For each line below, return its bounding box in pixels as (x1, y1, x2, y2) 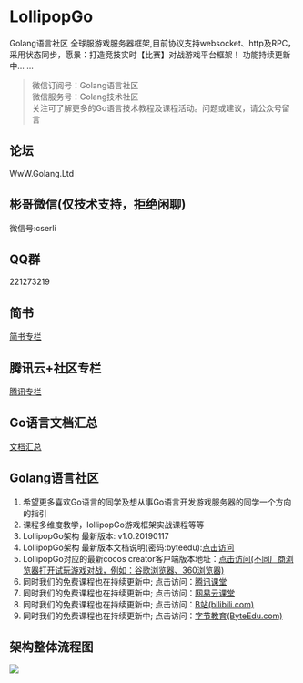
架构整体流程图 (9, 639, 94, 655)
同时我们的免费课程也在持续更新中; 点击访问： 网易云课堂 (22, 587, 235, 598)
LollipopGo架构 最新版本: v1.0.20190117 (22, 530, 170, 541)
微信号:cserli (9, 222, 56, 233)
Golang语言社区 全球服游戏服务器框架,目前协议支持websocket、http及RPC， (9, 37, 296, 48)
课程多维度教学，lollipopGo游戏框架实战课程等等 (22, 519, 205, 530)
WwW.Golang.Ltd (9, 168, 75, 178)
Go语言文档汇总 (9, 415, 98, 431)
